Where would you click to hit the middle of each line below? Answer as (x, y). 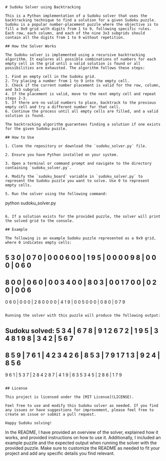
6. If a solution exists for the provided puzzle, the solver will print (83, 216)
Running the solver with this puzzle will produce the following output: (83, 316)
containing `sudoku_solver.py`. (38, 168)
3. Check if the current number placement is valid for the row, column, (83, 85)
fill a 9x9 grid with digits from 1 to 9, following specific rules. (79, 29)
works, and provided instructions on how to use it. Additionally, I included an (83, 438)
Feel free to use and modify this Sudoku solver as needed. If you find (82, 406)
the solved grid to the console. (40, 221)
